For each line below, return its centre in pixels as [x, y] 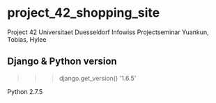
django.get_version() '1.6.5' [98, 78]
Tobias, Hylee [27, 39]
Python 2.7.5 [25, 91]
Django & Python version [62, 62]
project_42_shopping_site [84, 13]
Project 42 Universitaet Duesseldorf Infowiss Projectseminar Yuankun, [108, 32]
